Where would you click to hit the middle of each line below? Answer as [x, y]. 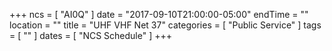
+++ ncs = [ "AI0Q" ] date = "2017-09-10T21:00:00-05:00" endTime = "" [159, 14]
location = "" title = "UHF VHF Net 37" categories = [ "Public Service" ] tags [165, 25]
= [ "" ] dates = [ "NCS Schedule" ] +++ [91, 35]
